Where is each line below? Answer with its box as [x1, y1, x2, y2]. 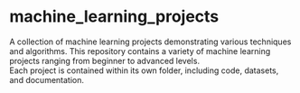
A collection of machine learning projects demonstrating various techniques [9, 36, 292, 47]
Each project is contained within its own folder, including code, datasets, [9, 65, 279, 76]
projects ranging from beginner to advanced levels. [9, 55, 201, 66]
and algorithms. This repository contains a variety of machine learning [9, 45, 271, 56]
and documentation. [9, 74, 84, 85]
